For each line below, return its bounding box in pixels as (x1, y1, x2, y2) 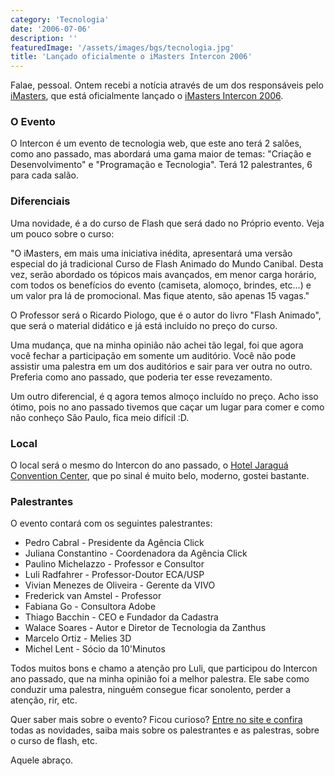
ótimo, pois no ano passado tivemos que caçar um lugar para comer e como (10, 401, 325, 413)
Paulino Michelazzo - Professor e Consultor (24, 558, 205, 570)
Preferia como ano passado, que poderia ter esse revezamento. (10, 371, 273, 383)
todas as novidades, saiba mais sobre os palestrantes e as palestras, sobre (10, 724, 320, 736)
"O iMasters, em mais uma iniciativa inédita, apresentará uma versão (10, 247, 293, 259)
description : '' (10, 33, 78, 43)
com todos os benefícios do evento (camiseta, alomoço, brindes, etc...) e (10, 279, 312, 291)
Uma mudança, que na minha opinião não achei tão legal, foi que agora (10, 339, 304, 351)
